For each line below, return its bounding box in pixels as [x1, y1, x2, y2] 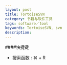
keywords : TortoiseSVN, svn [5, 26, 63, 31]
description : [5, 30, 32, 35]
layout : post [5, 7, 32, 12]
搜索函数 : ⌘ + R [12, 55, 45, 61]
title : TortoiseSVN [5, 12, 45, 17]
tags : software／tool [5, 21, 48, 26]
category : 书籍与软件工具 [5, 16, 53, 21]
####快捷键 [5, 44, 29, 50]
